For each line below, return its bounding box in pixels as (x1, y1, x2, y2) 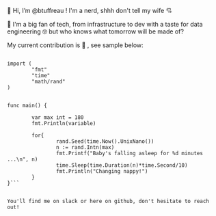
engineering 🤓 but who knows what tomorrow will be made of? (7, 27, 185, 36)
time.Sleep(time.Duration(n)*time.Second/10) (55, 162, 188, 169)
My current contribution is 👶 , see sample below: (7, 41, 144, 49)
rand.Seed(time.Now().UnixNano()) (55, 138, 154, 145)
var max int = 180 (31, 114, 84, 121)
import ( (7, 60, 32, 67)
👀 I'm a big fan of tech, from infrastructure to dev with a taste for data (7, 21, 203, 28)
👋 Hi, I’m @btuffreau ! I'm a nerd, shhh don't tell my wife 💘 (7, 7, 172, 14)
